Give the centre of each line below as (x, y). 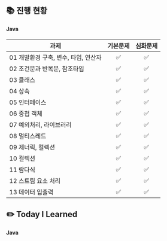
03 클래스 (22, 80)
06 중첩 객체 (26, 114)
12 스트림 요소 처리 (35, 181)
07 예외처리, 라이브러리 (40, 124)
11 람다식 (22, 169)
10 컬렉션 (22, 158)
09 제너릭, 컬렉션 (32, 147)
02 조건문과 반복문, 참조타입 (47, 69)
